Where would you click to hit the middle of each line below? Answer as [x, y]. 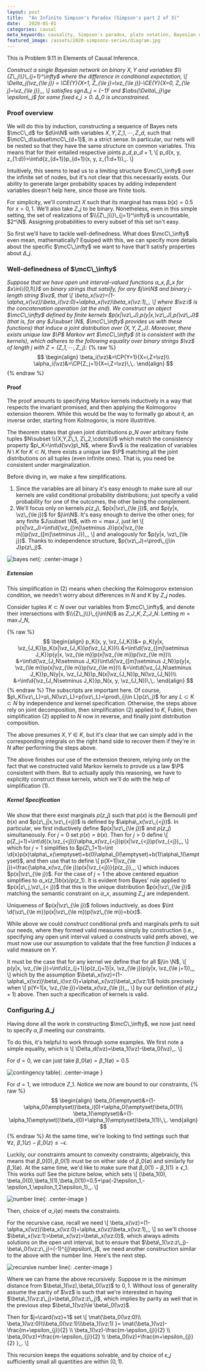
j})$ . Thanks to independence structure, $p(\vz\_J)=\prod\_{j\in [95, 541]
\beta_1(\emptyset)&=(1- [103, 1113]
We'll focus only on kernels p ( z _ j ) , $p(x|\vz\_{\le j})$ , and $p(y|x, [97, 508]
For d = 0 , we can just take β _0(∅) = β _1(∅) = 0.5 [68, 1060]
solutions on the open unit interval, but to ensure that [74, 1242]
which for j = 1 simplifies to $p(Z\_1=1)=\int [60, 848]
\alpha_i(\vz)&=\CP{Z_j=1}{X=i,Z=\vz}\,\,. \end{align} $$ [103, 364]
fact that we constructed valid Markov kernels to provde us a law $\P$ [95, 766]
